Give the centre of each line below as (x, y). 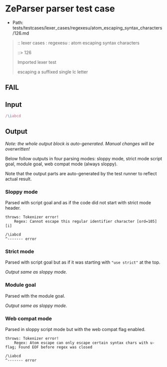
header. (13, 208)
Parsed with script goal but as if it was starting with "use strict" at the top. (83, 262)
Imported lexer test (37, 62)
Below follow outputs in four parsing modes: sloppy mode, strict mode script (84, 158)
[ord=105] (147, 222)
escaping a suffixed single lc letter (53, 72)
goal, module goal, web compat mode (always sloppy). (62, 164)
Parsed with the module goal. (35, 296)
